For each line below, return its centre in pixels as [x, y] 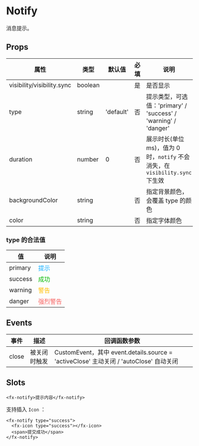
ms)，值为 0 [163, 148]
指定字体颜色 [164, 220]
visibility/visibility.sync [40, 85]
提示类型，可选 [167, 96]
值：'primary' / [167, 105]
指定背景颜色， [167, 191]
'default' [117, 112]
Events [19, 323]
